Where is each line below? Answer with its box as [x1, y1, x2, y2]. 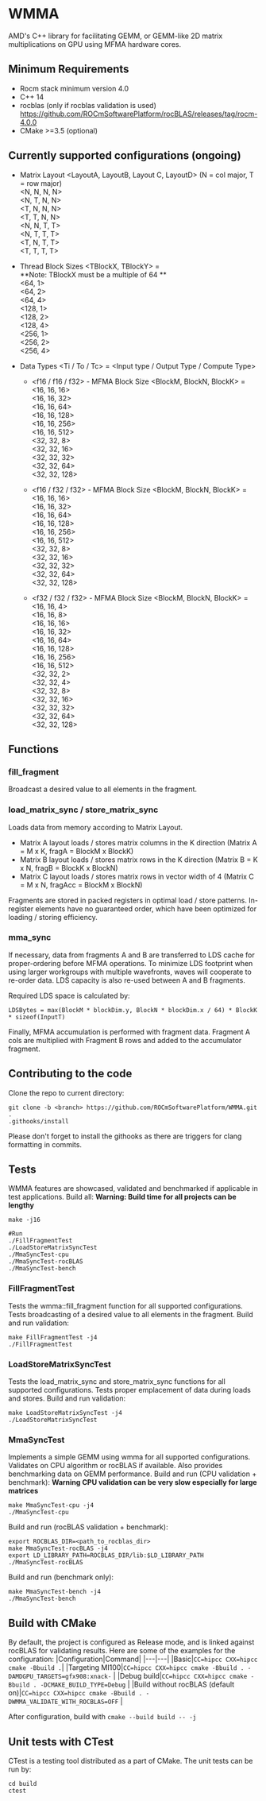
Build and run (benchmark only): [8, 1572, 114, 1582]
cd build [8, 1780, 37, 1787]
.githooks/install [8, 1117, 69, 1125]
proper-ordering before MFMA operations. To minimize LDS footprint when [8, 958, 253, 968]
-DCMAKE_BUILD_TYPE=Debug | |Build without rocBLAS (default [40, 1679, 235, 1689]
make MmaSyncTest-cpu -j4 [8, 1501, 94, 1509]
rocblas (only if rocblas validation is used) [19, 100, 157, 110]
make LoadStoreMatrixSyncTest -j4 [8, 1409, 123, 1417]
